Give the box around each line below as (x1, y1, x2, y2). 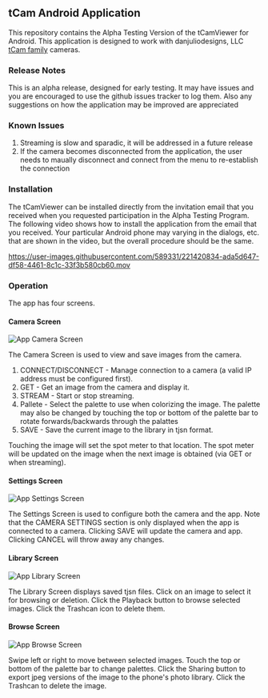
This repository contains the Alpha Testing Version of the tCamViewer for (8, 27, 250, 37)
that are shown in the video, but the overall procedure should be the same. (8, 236, 254, 245)
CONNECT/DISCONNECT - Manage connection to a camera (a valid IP (19, 365, 252, 375)
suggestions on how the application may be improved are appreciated (8, 100, 238, 110)
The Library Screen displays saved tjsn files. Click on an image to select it (8, 587, 251, 596)
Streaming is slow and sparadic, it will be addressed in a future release (19, 138, 254, 147)
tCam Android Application (8, 6, 141, 20)
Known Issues (8, 120, 65, 131)
